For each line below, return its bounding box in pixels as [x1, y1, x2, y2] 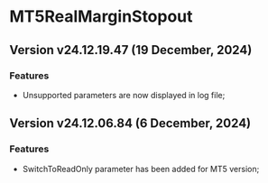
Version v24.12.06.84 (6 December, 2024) [9, 115, 252, 132]
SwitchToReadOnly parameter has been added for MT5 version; [22, 163, 260, 174]
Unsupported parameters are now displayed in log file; [22, 89, 226, 100]
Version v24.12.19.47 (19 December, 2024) [9, 42, 253, 58]
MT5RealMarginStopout [9, 6, 193, 27]
